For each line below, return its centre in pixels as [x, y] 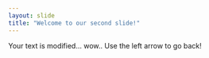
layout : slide [32, 15]
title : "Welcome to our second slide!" [74, 23]
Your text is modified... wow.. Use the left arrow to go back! [105, 45]
